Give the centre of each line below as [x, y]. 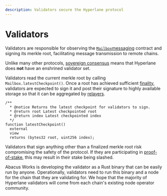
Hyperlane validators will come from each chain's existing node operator [80, 183]
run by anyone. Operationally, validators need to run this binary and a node [82, 172]
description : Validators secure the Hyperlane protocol [64, 10]
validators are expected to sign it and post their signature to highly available [83, 88]
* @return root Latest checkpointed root [53, 111]
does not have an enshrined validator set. [48, 68]
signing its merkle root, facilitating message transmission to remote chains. [82, 53]
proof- [151, 152]
